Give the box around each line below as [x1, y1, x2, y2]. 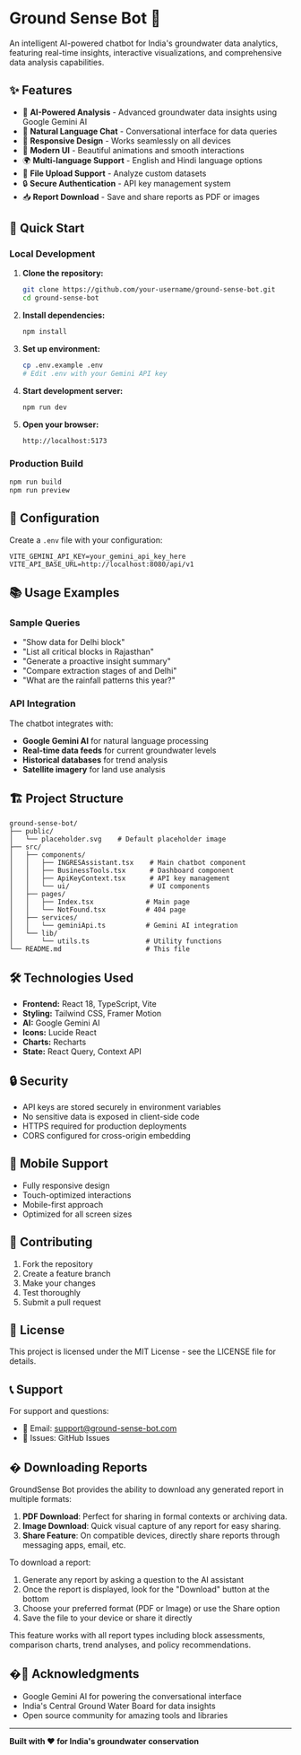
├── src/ [9, 843, 42, 851]
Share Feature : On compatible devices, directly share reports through [21, 1530, 280, 1541]
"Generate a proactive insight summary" [21, 656, 172, 667]
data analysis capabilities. [9, 57, 105, 67]
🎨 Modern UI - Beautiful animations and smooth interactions [21, 144, 245, 155]
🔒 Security [9, 1073, 69, 1088]
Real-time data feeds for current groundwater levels [21, 745, 217, 755]
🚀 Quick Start [9, 221, 85, 236]
